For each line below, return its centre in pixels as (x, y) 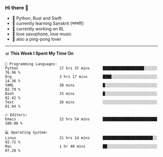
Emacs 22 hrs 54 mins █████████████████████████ (81, 119)
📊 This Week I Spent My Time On (39, 53)
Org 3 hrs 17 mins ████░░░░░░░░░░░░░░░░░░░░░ (81, 77)
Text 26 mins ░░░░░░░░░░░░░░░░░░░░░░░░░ (81, 102)
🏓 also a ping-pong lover (37, 39)
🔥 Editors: (16, 115)
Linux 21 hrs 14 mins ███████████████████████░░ (81, 138)
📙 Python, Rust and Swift (37, 18)
